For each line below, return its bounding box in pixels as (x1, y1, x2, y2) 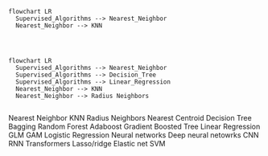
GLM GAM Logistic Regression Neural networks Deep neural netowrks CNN (8, 130, 259, 140)
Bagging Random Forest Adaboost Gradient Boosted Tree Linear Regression (8, 121, 261, 131)
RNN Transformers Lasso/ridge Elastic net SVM (8, 139, 167, 148)
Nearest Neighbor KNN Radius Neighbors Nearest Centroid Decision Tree (8, 113, 252, 122)
